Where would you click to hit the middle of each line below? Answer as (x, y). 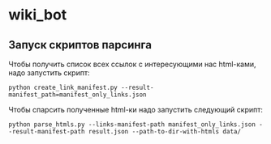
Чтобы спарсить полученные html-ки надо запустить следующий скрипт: (136, 110)
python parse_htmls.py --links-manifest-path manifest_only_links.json (132, 125)
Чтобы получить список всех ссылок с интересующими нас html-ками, (133, 64)
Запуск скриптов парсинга (80, 45)
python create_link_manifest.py (63, 87)
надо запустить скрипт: (49, 73)
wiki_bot (38, 15)
